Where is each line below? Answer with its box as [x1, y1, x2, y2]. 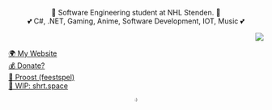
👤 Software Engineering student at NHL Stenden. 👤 [51, 8, 221, 17]
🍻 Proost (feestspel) [8, 73, 75, 82]
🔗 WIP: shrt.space [8, 81, 69, 91]
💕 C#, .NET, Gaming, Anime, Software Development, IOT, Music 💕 [27, 16, 245, 26]
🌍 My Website [8, 49, 57, 58]
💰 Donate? [8, 61, 45, 70]
